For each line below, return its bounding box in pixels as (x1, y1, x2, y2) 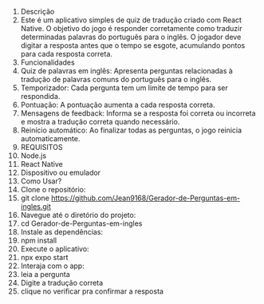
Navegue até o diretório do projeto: (20, 211, 136, 219)
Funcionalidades (20, 57, 75, 67)
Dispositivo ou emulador (20, 168, 101, 177)
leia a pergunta (20, 270, 70, 278)
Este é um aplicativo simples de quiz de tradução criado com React (20, 15, 242, 25)
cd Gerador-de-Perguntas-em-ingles (20, 219, 143, 228)
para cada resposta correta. (20, 49, 112, 58)
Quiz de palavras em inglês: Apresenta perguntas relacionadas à (20, 66, 234, 75)
